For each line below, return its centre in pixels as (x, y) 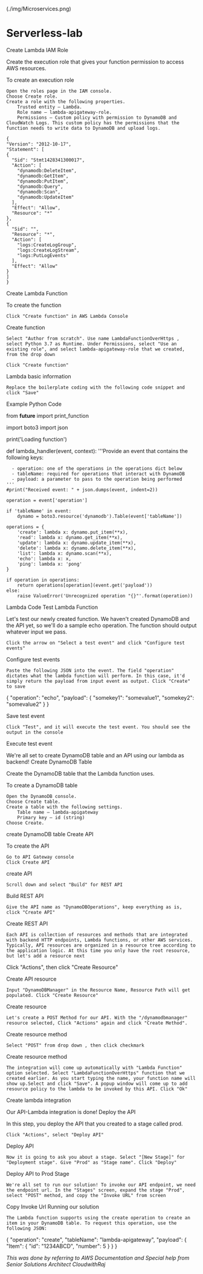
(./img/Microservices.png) (39, 9)
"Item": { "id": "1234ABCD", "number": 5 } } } (62, 1246)
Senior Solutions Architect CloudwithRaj (56, 1264)
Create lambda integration (39, 1100)
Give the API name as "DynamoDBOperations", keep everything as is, (94, 907)
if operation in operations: (43, 580)
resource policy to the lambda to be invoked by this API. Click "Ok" (97, 1089)
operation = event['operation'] (47, 500)
